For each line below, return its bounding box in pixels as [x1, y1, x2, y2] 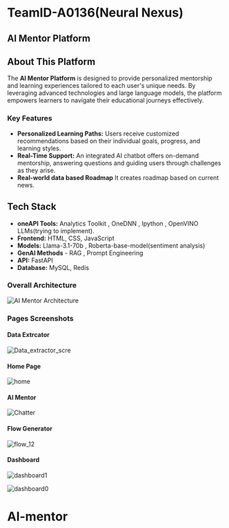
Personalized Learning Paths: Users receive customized [17, 129, 179, 138]
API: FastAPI [17, 256, 53, 264]
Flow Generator [7, 424, 53, 433]
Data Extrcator [7, 331, 50, 339]
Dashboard [7, 455, 40, 464]
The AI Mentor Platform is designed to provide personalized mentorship [7, 74, 212, 82]
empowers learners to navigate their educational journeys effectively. [7, 96, 204, 104]
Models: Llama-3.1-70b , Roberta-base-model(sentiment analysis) [17, 241, 206, 250]
